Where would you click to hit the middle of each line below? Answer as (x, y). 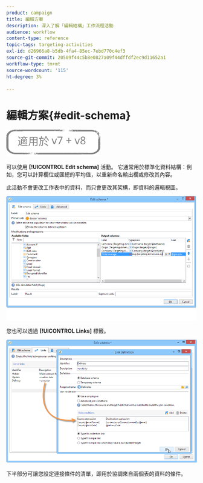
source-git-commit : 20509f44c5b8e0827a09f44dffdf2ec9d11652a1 (86, 58)
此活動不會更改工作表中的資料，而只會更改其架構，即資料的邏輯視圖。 (94, 187)
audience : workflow (31, 32)
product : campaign (29, 13)
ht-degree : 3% (24, 77)
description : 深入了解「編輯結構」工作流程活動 (60, 25)
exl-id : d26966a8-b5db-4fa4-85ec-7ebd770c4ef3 (66, 52)
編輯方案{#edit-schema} (69, 116)
